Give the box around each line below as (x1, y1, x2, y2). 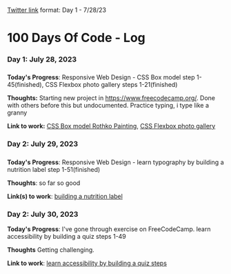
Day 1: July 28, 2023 (7, 55, 77, 64)
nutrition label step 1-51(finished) (7, 165, 101, 173)
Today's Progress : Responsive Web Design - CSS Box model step (7, 73, 195, 81)
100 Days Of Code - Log (7, 30, 146, 46)
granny (7, 108, 28, 117)
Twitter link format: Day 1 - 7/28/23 (7, 6, 107, 14)
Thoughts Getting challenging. (7, 246, 94, 254)
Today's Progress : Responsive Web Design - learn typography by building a (7, 158, 224, 166)
